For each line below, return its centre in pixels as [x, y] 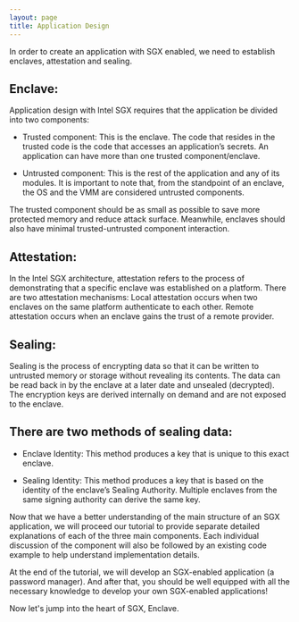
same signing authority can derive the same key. [111, 499]
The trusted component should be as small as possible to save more [135, 210]
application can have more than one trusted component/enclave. [141, 156]
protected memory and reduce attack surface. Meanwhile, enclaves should [147, 219]
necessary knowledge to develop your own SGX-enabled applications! [139, 591]
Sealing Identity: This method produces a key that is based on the [143, 480]
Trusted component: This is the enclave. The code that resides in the [149, 137]
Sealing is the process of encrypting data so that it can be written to [134, 366]
